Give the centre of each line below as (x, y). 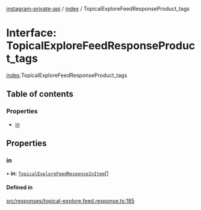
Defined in (20, 187)
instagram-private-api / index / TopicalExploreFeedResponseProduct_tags (98, 9)
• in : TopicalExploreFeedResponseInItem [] (57, 173)
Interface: (32, 33)
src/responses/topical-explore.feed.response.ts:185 (70, 200)
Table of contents (40, 94)
